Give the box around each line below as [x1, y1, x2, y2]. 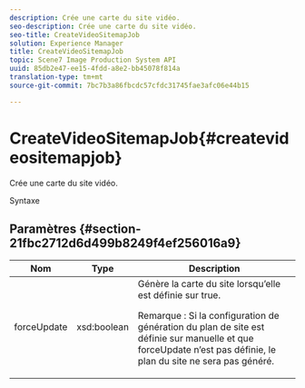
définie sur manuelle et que [137, 333, 254, 345]
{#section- [78, 221, 142, 236]
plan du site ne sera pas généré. [137, 355, 275, 368]
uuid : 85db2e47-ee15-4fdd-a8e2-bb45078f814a [9, 65, 181, 74]
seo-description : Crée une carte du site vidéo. [9, 22, 197, 31]
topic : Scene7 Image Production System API [9, 55, 177, 65]
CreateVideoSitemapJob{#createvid [9, 128, 290, 148]
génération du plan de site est [137, 321, 265, 333]
